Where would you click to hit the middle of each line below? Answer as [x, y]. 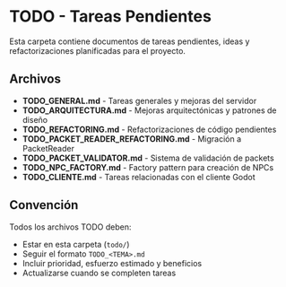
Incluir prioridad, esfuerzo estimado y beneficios [112, 263]
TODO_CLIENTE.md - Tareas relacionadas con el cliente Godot [139, 177]
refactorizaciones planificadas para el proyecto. [98, 50]
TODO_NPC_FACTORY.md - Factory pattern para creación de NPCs [148, 167]
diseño [35, 119]
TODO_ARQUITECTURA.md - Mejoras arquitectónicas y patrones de [149, 110]
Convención [44, 205]
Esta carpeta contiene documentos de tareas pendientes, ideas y [130, 41]
